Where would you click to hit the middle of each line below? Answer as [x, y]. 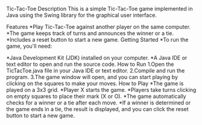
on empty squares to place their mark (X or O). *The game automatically [96, 96]
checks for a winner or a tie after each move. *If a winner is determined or [99, 103]
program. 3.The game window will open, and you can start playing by [92, 77]
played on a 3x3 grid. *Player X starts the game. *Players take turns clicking [101, 90]
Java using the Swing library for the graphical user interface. [81, 15]
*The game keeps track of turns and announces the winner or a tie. [90, 33]
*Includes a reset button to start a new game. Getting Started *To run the [97, 40]
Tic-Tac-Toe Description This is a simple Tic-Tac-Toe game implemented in [99, 9]
